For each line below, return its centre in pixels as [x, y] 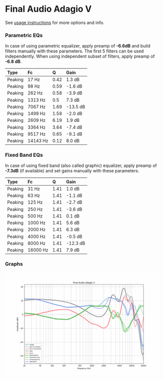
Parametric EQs [24, 35]
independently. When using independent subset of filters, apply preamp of [80, 56]
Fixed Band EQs [24, 155]
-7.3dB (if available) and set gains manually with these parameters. [72, 171]
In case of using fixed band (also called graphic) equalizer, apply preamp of [81, 166]
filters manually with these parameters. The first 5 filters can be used [74, 51]
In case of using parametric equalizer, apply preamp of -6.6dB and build [78, 46]
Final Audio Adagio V [48, 9]
